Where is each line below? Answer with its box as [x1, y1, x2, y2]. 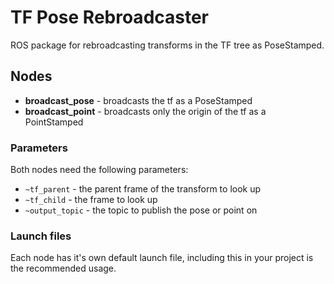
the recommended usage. [10, 262, 117, 275]
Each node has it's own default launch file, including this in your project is [10, 252, 314, 264]
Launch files [10, 229, 72, 243]
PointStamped [24, 116, 84, 128]
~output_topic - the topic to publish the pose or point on [24, 204, 258, 216]
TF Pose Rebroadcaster [10, 6, 210, 29]
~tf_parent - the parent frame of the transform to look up [24, 183, 262, 195]
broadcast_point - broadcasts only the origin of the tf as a [24, 105, 267, 117]
